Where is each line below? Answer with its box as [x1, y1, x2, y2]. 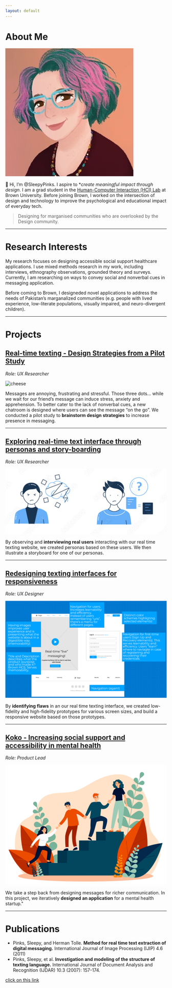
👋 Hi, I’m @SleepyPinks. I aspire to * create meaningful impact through [5, 181, 154, 187]
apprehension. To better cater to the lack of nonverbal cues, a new [5, 401, 146, 407]
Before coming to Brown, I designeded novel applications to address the [5, 290, 158, 296]
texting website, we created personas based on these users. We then [5, 544, 152, 550]
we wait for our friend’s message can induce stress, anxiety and [5, 396, 140, 402]
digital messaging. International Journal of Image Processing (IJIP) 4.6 [12, 946, 163, 952]
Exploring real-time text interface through [5, 437, 142, 446]
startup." [5, 901, 24, 907]
